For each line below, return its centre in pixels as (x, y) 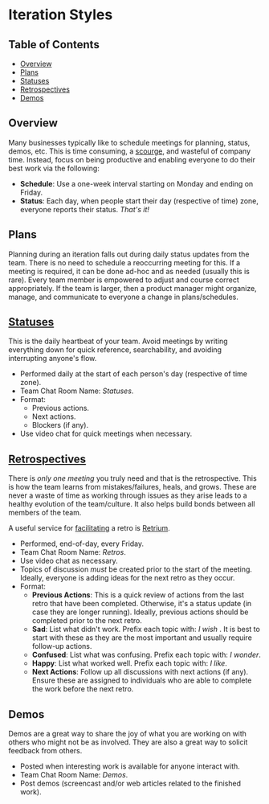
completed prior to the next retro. (87, 621)
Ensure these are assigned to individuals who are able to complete (142, 680)
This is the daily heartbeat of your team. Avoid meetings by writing (118, 341)
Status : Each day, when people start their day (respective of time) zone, (139, 201)
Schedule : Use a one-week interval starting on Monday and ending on (137, 183)
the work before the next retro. (83, 689)
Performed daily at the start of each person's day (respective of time (133, 374)
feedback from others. (45, 751)
